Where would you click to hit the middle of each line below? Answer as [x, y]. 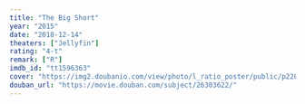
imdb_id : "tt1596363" [50, 69]
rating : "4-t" [36, 52]
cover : [22, 77]
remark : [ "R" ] [36, 60]
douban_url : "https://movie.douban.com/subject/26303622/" [123, 85]
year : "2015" [34, 26]
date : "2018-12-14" [46, 34]
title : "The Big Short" [54, 18]
